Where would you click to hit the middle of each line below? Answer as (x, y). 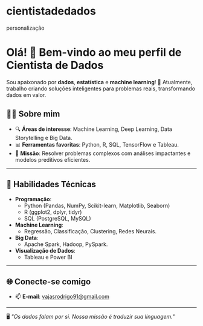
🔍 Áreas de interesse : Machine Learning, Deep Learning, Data (93, 129)
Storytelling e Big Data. (43, 138)
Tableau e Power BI (48, 257)
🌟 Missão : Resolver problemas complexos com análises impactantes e (103, 153)
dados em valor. (26, 95)
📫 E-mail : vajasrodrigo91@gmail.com (62, 297)
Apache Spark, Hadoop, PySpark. (66, 244)
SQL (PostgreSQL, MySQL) (57, 218)
